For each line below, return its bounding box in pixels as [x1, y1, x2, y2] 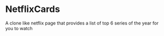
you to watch [5, 25, 33, 31]
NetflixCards [5, 3, 60, 15]
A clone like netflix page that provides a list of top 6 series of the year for [5, 20, 159, 26]
